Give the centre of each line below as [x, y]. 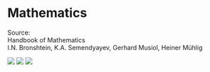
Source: [19, 32]
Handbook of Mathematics [46, 40]
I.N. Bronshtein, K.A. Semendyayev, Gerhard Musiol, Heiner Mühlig [105, 47]
